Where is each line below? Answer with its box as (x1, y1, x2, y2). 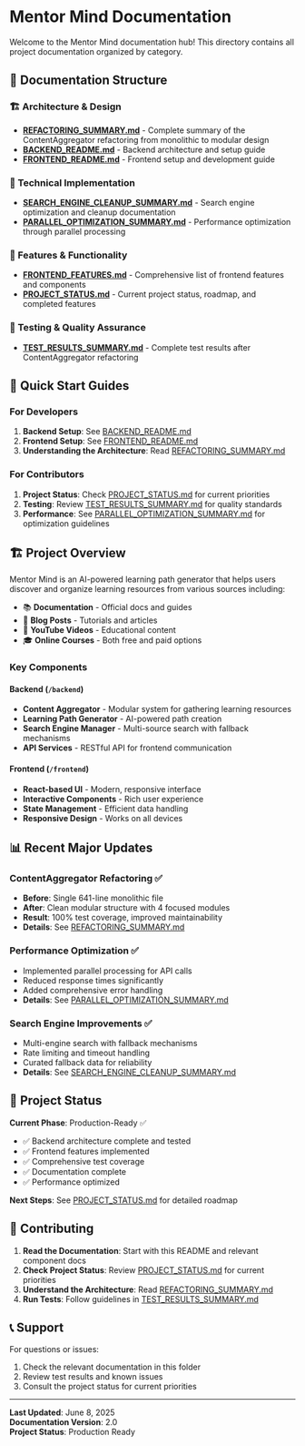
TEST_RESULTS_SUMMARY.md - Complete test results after (22, 341, 251, 352)
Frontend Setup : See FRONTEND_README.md (22, 435, 199, 447)
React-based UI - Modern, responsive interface (22, 783, 202, 794)
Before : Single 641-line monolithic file (22, 892, 163, 903)
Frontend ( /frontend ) (9, 763, 89, 775)
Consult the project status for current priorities (22, 1381, 197, 1392)
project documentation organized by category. (9, 46, 183, 56)
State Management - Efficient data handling (22, 803, 189, 814)
